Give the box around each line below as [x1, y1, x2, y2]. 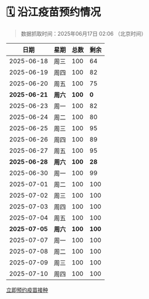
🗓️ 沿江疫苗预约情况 [6, 5, 101, 19]
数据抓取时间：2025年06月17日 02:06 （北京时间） [20, 30, 147, 37]
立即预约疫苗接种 [6, 286, 48, 293]
